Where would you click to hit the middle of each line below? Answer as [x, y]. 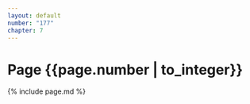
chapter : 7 [25, 30]
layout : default [34, 15]
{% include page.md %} [47, 91]
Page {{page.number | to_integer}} [125, 69]
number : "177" [31, 23]
